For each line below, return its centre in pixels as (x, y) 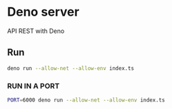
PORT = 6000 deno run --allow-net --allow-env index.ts (86, 100)
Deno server (43, 12)
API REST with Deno (36, 31)
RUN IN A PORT (34, 86)
